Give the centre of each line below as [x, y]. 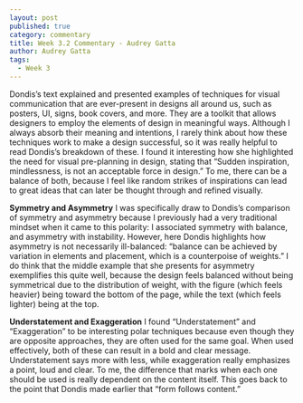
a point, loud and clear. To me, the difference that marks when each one [144, 369]
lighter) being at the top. [54, 303]
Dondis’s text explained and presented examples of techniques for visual [145, 94]
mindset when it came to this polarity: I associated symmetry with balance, [148, 226]
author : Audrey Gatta [50, 52]
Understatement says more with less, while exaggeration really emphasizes [150, 360]
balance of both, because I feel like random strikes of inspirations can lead [148, 180]
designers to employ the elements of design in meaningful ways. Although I [150, 122]
